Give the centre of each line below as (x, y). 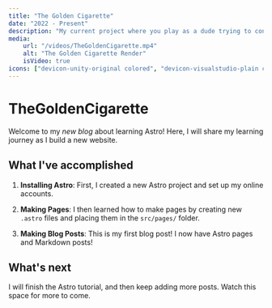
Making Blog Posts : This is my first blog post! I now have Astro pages (136, 233)
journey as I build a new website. (63, 139)
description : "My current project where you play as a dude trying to (130, 31)
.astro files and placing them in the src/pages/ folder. (110, 218)
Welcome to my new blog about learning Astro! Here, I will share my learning (136, 131)
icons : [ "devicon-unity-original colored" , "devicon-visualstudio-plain (134, 69)
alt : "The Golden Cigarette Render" (85, 53)
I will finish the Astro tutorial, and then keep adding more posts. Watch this (132, 287)
